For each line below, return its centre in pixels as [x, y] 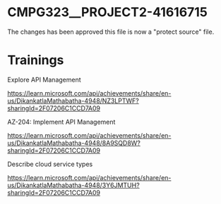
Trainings [36, 60]
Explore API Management [44, 79]
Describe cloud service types [50, 164]
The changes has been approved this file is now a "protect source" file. [111, 32]
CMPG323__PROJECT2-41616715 [108, 12]
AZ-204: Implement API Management [61, 122]
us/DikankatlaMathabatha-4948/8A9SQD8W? [74, 143]
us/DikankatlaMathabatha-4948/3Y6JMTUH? [73, 185]
